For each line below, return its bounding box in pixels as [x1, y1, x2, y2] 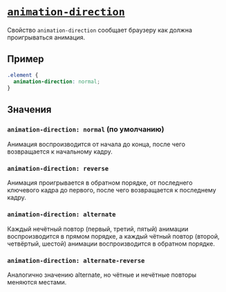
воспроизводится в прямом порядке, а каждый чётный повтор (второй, [7, 232, 220, 240]
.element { [7, 71, 39, 78]
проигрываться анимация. [7, 33, 86, 42]
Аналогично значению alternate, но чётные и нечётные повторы [7, 271, 197, 279]
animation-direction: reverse [7, 165, 109, 172]
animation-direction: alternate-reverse [7, 257, 145, 264]
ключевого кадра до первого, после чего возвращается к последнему [7, 186, 216, 194]
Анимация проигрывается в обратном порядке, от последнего [7, 179, 193, 187]
